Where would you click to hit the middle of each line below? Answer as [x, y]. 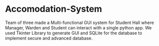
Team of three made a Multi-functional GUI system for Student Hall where [79, 23]
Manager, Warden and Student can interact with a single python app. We [79, 27]
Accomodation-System [53, 9]
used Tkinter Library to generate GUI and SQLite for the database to [74, 33]
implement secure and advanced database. [49, 38]
